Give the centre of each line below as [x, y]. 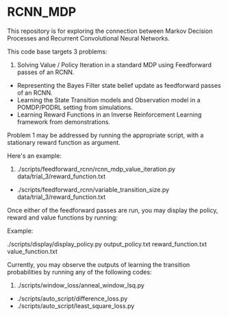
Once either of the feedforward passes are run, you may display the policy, [113, 210]
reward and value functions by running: [63, 218]
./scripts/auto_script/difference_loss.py [72, 298]
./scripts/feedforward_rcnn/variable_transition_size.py [93, 189]
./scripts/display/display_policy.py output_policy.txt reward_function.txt [107, 244]
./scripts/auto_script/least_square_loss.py [76, 305]
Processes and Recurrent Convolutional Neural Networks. [88, 38]
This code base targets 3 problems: [57, 51]
